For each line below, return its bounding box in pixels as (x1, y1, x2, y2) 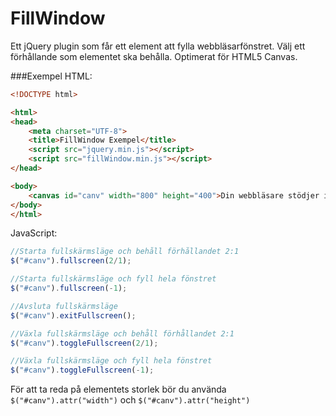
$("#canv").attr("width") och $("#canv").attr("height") (10, 394, 251, 406)
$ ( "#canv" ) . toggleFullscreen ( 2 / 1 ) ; (10, 338, 159, 348)
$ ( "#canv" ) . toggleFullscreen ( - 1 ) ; (10, 365, 155, 376)
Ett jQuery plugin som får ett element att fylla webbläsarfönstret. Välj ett (10, 40, 306, 52)
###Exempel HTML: (10, 70, 93, 82)
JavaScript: (10, 227, 58, 239)
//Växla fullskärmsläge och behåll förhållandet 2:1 (10, 328, 235, 339)
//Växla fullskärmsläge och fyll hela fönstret (10, 356, 213, 366)
